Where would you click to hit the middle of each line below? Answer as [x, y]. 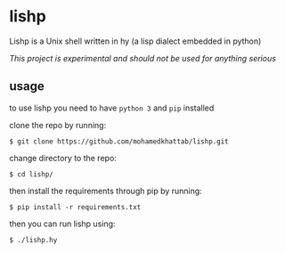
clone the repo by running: [58, 125]
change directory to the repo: [63, 158]
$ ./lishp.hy [33, 240]
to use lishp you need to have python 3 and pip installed [112, 108]
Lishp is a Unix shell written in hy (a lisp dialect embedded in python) [135, 41]
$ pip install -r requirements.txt [75, 207]
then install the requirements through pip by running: [106, 191]
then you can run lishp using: [62, 224]
